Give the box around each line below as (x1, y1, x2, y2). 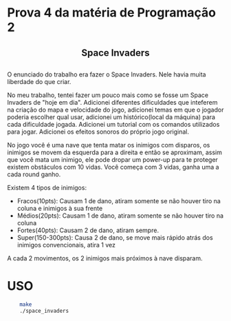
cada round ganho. (7, 170, 61, 178)
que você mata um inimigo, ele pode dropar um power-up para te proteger (7, 155, 219, 163)
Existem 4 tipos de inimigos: (7, 183, 87, 191)
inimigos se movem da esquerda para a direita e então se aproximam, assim (7, 148, 222, 156)
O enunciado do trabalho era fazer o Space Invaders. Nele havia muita (7, 70, 206, 79)
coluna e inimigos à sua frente (16, 204, 103, 212)
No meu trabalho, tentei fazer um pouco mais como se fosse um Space (7, 91, 208, 99)
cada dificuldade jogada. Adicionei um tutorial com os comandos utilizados (7, 120, 220, 128)
